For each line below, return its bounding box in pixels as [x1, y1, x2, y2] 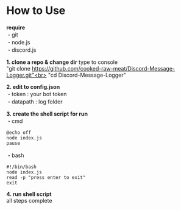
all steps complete [6, 197, 52, 204]
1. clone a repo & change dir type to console [6, 58, 118, 66]
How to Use [6, 4, 66, 18]
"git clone [6, 65, 31, 72]
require [6, 24, 26, 31]
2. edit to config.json [6, 83, 60, 90]
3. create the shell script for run [6, 110, 88, 117]
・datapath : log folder [6, 98, 63, 105]
